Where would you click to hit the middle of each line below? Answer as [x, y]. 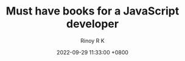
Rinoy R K [92, 40]
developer [92, 24]
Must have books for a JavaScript [92, 11]
